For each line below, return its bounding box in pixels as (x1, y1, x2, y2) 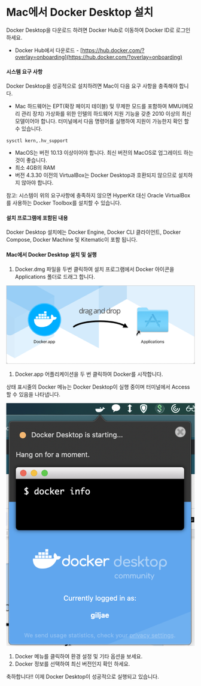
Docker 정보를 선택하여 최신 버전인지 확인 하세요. (14, 660, 130, 667)
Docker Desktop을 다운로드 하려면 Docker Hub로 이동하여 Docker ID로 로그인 (6, 26, 191, 34)
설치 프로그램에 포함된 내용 (6, 214, 68, 221)
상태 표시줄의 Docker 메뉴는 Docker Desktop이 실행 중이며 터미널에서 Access (6, 383, 190, 390)
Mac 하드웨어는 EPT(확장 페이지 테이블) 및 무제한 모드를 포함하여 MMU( (14, 103, 184, 110)
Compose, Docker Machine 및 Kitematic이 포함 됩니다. (6, 236, 138, 243)
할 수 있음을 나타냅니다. (6, 390, 61, 398)
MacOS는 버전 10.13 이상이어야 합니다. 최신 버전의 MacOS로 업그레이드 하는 (14, 149, 194, 157)
